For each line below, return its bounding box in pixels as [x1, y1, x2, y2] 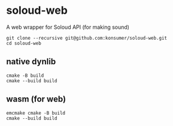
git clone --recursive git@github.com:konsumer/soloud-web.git [6, 35, 168, 41]
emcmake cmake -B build [6, 110, 66, 116]
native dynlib [6, 56, 56, 67]
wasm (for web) [6, 94, 66, 104]
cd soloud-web [6, 40, 42, 46]
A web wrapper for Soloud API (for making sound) [6, 23, 130, 31]
